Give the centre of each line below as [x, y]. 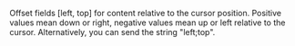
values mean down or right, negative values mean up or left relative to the [147, 23]
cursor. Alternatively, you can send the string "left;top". [112, 32]
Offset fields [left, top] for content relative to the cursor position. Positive [146, 13]
